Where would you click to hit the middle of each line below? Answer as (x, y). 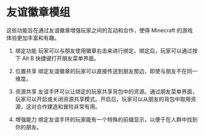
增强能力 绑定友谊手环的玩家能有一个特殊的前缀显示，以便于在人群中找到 (106, 119)
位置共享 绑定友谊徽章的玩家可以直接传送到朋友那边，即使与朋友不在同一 (106, 71)
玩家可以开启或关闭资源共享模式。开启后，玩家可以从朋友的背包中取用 (103, 99)
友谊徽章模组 (39, 12)
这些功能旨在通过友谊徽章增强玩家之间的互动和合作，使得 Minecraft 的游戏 (100, 30)
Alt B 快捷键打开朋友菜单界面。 (61, 58)
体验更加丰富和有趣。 (33, 37)
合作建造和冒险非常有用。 (68, 106)
